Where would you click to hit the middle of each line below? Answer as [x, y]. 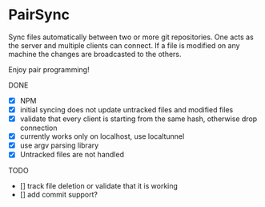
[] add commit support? [59, 195]
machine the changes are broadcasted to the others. [95, 54]
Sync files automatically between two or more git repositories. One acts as [131, 37]
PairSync [39, 15]
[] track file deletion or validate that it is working [99, 186]
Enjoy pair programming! [49, 69]
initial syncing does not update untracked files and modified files [126, 110]
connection [38, 128]
